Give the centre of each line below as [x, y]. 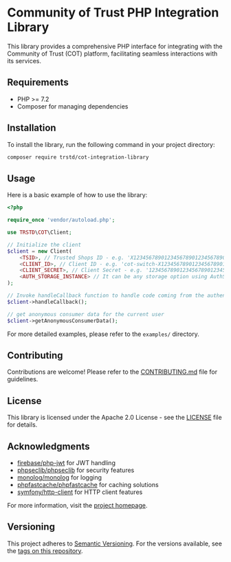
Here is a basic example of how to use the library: [77, 195]
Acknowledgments [49, 446]
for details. [22, 425]
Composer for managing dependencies [73, 106]
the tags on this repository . [45, 550]
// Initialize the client [44, 245]
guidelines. [23, 379]
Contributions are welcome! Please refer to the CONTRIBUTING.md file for [112, 372]
